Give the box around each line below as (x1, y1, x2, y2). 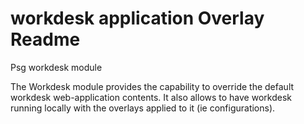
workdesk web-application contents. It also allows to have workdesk (10, 91, 292, 103)
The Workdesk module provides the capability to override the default (10, 80, 295, 92)
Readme (10, 28, 81, 51)
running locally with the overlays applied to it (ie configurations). (10, 102, 276, 114)
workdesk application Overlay (10, 7, 265, 30)
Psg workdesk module (10, 61, 103, 73)
